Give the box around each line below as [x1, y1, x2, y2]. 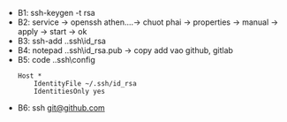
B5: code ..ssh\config [17, 55, 95, 65]
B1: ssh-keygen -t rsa [17, 8, 95, 18]
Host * [17, 72, 42, 80]
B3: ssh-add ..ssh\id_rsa [17, 35, 106, 46]
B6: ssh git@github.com [17, 103, 106, 113]
